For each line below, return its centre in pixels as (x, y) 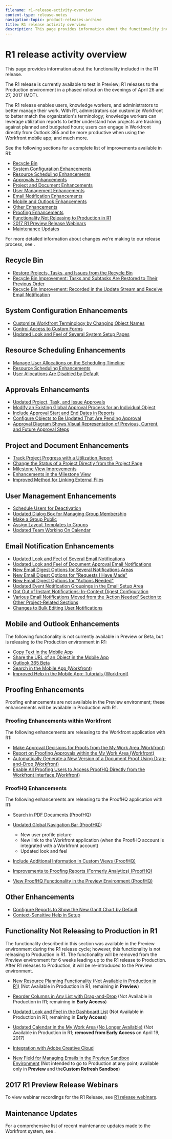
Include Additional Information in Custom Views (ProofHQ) (74, 861)
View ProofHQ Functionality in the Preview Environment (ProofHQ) (83, 881)
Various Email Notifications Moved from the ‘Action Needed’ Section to (87, 597)
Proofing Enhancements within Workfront (58, 721)
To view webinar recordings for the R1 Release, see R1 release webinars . (81, 1097)
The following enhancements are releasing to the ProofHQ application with (84, 799)
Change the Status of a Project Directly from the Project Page (77, 464)
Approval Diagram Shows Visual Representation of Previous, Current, (85, 424)
